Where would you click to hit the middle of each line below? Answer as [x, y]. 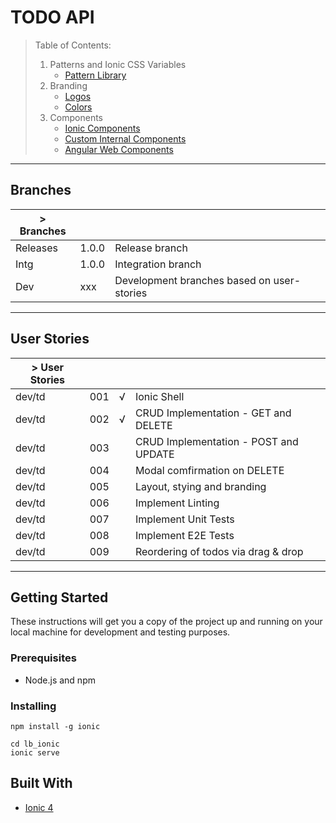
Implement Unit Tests [184, 519]
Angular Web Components [119, 149]
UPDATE [154, 454]
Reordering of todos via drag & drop [219, 551]
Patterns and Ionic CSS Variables [118, 64]
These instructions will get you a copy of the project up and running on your [166, 622]
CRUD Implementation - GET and [213, 413]
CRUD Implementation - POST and [216, 441]
